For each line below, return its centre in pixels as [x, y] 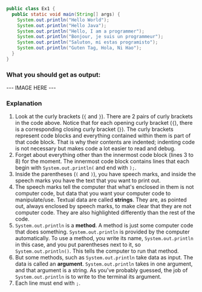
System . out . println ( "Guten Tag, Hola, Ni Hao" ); [80, 48]
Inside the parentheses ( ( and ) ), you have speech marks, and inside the [106, 174]
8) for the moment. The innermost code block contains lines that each [102, 161]
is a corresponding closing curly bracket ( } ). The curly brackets [94, 129]
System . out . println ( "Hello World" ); [64, 20]
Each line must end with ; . [47, 283]
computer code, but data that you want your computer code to [93, 194]
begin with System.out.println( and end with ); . [76, 168]
